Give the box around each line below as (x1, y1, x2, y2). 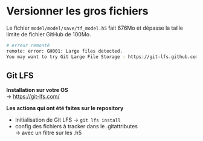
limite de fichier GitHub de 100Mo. (6, 30, 91, 38)
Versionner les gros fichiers (6, 4, 149, 18)
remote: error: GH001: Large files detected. (6, 48, 123, 54)
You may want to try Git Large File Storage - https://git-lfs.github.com (6, 53, 199, 60)
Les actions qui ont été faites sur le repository (6, 105, 124, 112)
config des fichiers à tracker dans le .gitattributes (14, 123, 138, 130)
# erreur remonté (6, 42, 50, 48)
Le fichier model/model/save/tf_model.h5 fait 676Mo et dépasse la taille (6, 24, 183, 31)
